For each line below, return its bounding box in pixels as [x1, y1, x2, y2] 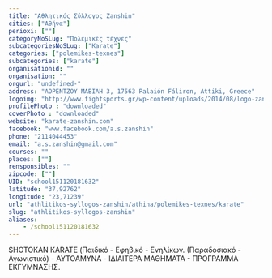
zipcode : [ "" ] [8, 170, 57, 178]
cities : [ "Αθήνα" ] [8, 19, 70, 28]
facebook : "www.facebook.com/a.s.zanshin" [8, 125, 154, 133]
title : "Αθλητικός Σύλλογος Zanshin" [8, 11, 136, 20]
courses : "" [8, 148, 49, 156]
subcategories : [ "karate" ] [8, 58, 100, 66]
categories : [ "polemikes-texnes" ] [8, 49, 125, 58]
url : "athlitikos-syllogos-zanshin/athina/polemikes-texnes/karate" [8, 200, 244, 208]
